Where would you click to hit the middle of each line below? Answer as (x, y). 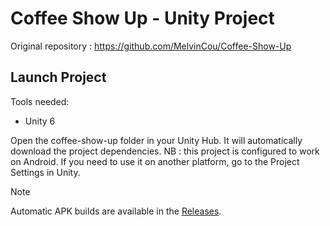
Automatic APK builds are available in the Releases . (116, 211)
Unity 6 (40, 121)
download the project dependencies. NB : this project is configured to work (165, 151)
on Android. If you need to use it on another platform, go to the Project (155, 161)
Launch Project (58, 77)
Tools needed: (40, 101)
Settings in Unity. (45, 172)
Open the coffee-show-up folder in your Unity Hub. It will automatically (156, 140)
